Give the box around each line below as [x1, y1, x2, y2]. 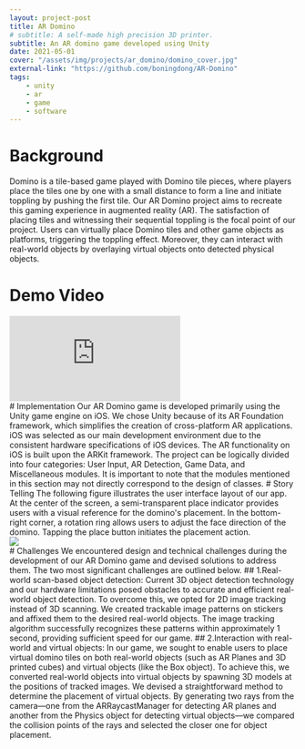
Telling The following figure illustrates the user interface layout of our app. [9, 488, 288, 499]
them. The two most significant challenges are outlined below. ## [9, 565, 255, 576]
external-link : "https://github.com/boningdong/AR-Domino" [9, 65, 239, 74]
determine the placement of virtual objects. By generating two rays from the [9, 691, 294, 702]
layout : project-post [9, 13, 92, 23]
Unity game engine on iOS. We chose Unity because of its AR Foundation [9, 411, 284, 422]
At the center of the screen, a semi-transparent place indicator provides [9, 498, 280, 508]
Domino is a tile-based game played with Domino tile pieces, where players [9, 176, 292, 187]
